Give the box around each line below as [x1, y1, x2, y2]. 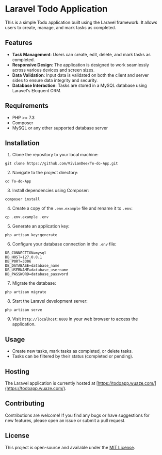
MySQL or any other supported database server [12, 125, 108, 130]
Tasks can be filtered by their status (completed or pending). [12, 353, 133, 359]
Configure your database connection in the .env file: [12, 241, 116, 247]
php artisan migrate [5, 290, 47, 294]
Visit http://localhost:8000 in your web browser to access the [12, 316, 138, 322]
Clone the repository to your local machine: [12, 152, 98, 158]
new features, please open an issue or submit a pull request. [5, 417, 126, 423]
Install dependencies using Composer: [12, 188, 89, 194]
